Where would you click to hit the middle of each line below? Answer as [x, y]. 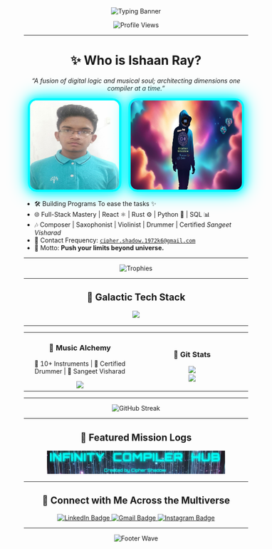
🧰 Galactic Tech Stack [136, 298]
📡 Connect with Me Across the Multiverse [136, 501]
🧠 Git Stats [192, 354]
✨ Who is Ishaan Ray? [136, 61]
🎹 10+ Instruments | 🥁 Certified [80, 364]
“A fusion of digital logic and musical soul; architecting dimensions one [136, 81]
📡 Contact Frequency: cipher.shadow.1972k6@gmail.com [115, 240]
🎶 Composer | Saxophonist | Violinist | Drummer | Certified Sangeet [133, 225]
